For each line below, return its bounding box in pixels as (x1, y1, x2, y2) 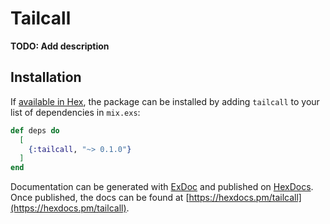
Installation (10, 69, 82, 86)
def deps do (10, 125, 60, 136)
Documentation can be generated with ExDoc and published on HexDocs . (10, 181, 314, 193)
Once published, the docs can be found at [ (10, 192, 190, 204)
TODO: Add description (10, 40, 110, 52)
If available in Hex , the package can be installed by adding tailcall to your (10, 95, 320, 107)
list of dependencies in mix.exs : (10, 106, 141, 118)
